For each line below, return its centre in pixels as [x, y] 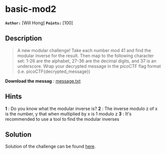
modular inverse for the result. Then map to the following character [85, 55]
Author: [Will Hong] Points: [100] [39, 23]
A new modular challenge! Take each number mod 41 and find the [84, 50]
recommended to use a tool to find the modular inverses [62, 119]
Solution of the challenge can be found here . [50, 147]
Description [23, 38]
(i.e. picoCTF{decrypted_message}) [54, 71]
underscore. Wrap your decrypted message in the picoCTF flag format [89, 66]
